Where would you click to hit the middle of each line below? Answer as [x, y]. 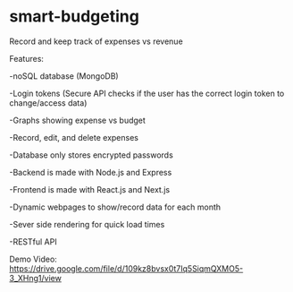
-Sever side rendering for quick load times [87, 224]
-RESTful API [33, 241]
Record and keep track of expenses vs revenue [96, 41]
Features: [27, 58]
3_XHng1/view [36, 278]
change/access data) [48, 103]
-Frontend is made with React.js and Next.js [90, 189]
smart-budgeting [75, 17]
